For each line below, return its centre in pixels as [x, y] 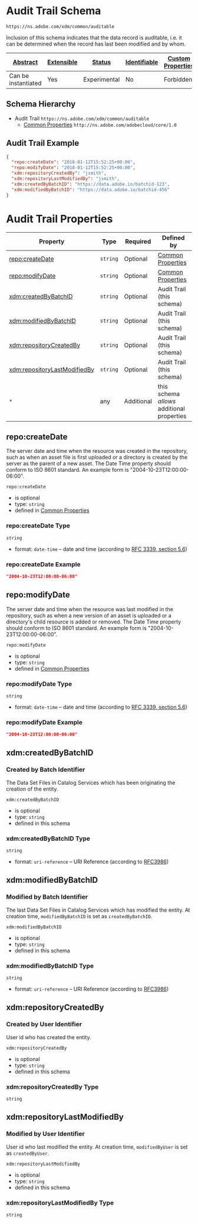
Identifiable [142, 62]
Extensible [62, 62]
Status [101, 62]
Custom [179, 58]
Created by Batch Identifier [46, 770]
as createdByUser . [28, 1153]
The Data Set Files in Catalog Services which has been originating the [91, 782]
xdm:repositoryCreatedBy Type [52, 1086]
